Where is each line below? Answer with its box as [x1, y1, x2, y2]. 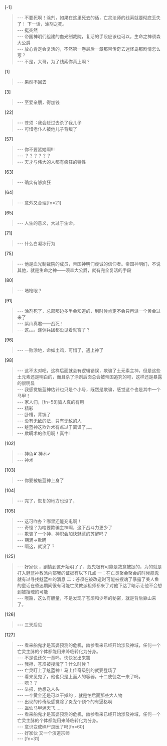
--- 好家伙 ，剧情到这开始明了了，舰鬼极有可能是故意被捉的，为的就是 [17, 564, 162, 569]
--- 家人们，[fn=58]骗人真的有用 [17, 399, 84, 405]
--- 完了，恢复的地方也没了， [17, 498, 78, 504]
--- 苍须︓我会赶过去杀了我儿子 [17, 120, 82, 126]
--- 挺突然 [17, 27, 38, 33]
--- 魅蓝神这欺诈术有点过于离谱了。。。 [17, 424, 95, 430]
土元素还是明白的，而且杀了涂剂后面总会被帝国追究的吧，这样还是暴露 [17, 374, 162, 380]
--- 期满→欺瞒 [17, 537, 47, 543]
